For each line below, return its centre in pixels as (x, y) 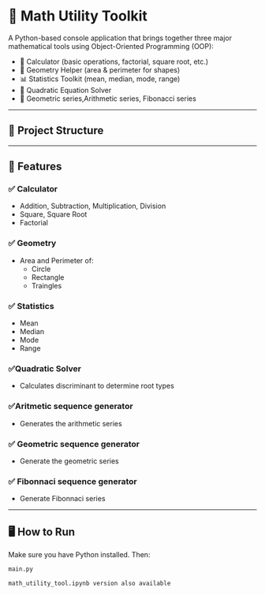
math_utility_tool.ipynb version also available (90, 583)
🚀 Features (35, 167)
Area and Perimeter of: (56, 260)
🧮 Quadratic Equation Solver (65, 90)
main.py (21, 569)
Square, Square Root (53, 214)
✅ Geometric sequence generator (74, 444)
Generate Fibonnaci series (62, 499)
